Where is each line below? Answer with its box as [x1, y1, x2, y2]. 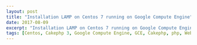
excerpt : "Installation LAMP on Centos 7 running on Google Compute [6, 25, 177, 31]
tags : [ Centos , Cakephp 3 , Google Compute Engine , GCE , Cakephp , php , [6, 30, 182, 36]
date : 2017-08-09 [6, 19, 49, 25]
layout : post [6, 8, 38, 15]
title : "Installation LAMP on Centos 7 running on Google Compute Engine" [6, 14, 193, 20]
